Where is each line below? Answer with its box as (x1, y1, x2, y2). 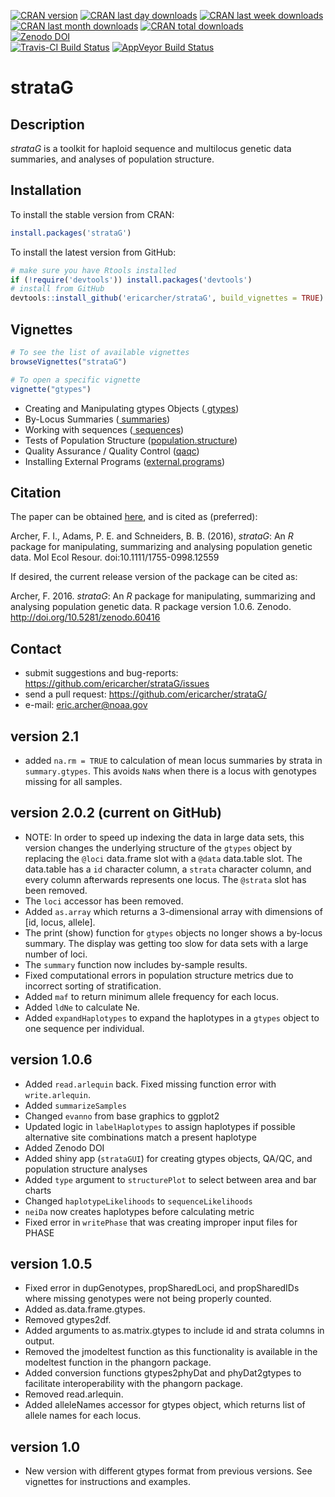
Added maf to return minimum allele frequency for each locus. (24, 990, 280, 1002)
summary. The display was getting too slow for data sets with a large (24, 937, 309, 949)
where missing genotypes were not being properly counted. (24, 1293, 272, 1305)
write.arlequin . (24, 1088, 92, 1100)
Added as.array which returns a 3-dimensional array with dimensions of (24, 905, 323, 917)
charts (24, 1184, 52, 1196)
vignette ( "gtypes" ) (10, 384, 92, 394)
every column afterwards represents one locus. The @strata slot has (24, 873, 307, 885)
